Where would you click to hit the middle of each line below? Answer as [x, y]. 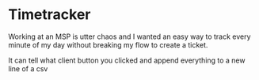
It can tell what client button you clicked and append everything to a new [127, 60]
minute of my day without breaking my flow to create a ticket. [108, 44]
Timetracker [50, 15]
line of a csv [28, 68]
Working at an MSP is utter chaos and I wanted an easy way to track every [129, 36]
